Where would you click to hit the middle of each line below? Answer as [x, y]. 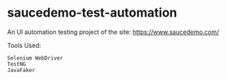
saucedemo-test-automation [92, 13]
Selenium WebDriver [35, 58]
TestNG [17, 64]
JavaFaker [21, 70]
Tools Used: [24, 45]
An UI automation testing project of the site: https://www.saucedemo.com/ [113, 32]
